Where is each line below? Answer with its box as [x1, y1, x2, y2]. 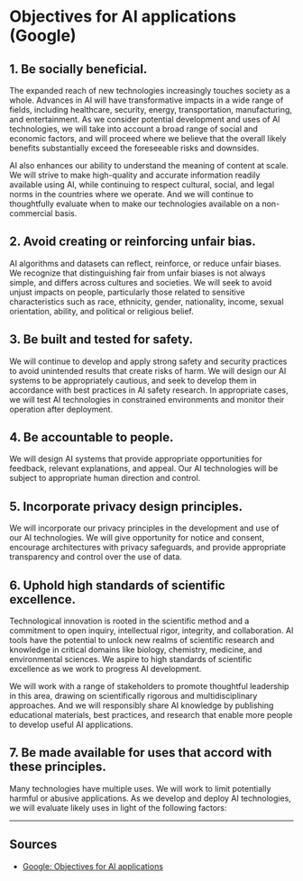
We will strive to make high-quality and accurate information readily [9, 169, 261, 180]
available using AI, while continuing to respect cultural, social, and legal [9, 179, 275, 190]
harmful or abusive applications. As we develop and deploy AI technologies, [9, 793, 291, 804]
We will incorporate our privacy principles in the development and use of [9, 522, 280, 533]
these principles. [9, 759, 106, 775]
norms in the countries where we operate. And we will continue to [9, 189, 254, 199]
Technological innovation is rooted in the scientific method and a [9, 615, 250, 627]
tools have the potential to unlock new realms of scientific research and [9, 635, 275, 646]
